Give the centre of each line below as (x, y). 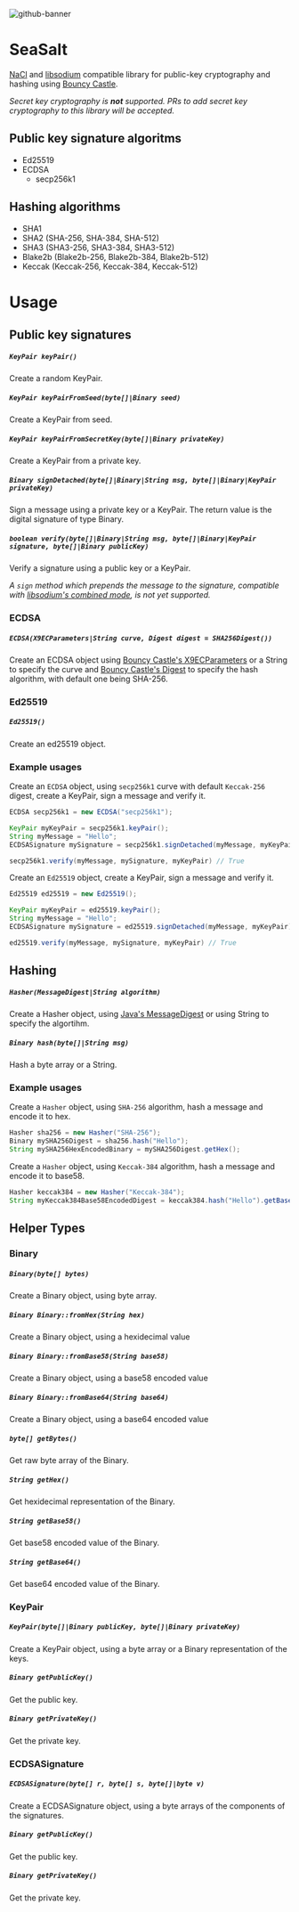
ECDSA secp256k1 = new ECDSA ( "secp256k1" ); (91, 812)
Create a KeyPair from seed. (61, 419)
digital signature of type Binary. (67, 519)
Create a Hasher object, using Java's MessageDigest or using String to (139, 1014)
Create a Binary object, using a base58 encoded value (109, 1378)
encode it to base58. (47, 1176)
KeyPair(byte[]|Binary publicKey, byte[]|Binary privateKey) (125, 1627)
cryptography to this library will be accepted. (92, 110)
